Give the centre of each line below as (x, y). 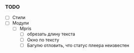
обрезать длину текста (51, 34)
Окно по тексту (43, 40)
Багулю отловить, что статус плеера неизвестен (78, 45)
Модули (20, 23)
